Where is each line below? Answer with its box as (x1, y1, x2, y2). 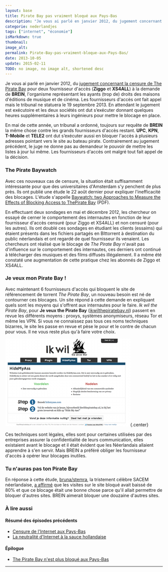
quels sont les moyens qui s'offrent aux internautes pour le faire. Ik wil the (5, 302, 157, 308)
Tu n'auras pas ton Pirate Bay (5, 465, 78, 472)
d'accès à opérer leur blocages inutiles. (5, 452, 86, 458)
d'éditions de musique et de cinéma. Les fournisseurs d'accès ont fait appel (5, 97, 161, 103)
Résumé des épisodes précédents (5, 517, 77, 523)
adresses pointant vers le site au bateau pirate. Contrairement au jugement (5, 138, 159, 144)
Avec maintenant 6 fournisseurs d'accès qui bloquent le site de (5, 286, 135, 292)
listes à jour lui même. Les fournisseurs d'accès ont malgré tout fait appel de (5, 149, 162, 155)
